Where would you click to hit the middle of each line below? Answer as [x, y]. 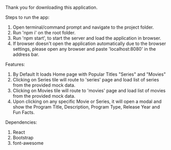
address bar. [26, 54]
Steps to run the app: [28, 17]
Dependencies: [21, 122]
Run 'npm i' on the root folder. [44, 33]
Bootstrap [23, 137]
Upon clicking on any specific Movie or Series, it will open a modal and [87, 101]
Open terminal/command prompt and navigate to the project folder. [83, 27]
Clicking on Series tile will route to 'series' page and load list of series [86, 80]
